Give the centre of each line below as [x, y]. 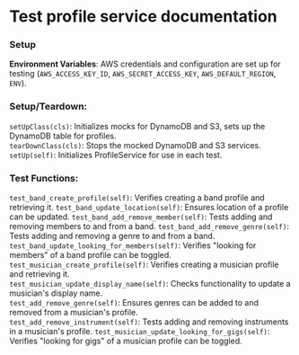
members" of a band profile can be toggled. [91, 255]
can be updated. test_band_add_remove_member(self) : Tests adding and [141, 217]
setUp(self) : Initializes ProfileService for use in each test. [116, 155]
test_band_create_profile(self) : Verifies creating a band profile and [137, 198]
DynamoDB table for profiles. [63, 136]
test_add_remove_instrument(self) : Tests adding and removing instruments [149, 322]
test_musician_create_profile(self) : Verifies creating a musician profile [145, 265]
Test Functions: [44, 178]
